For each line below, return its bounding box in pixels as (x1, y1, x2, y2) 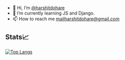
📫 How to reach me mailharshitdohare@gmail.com (12, 16, 120, 22)
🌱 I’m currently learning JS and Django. (12, 10, 95, 16)
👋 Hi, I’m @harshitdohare (12, 5, 65, 11)
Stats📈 (5, 33, 29, 41)
